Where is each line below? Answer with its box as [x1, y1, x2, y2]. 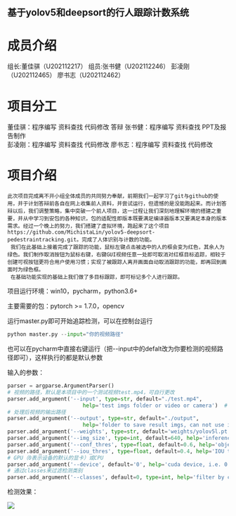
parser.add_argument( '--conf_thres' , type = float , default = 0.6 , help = [7, 441, 216, 448]
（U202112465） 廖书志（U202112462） [7, 71, 125, 80]
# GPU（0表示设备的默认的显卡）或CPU [7, 454, 104, 461]
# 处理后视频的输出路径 [7, 408, 67, 415]
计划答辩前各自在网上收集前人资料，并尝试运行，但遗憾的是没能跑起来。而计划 [27, 200, 222, 208]
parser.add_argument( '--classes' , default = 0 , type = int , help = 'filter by [7, 474, 225, 481]
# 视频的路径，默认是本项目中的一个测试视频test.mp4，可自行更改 [7, 389, 175, 396]
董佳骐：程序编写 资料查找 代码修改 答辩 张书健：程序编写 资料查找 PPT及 [7, 122, 221, 132]
